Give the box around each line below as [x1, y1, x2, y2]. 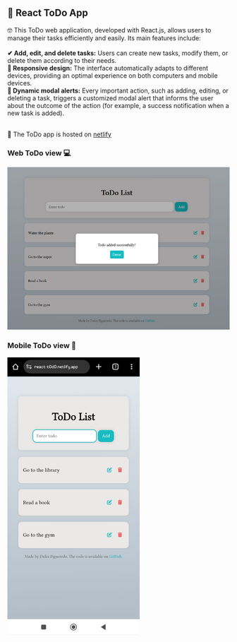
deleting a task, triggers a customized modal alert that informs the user [7, 93, 214, 102]
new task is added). [7, 109, 65, 117]
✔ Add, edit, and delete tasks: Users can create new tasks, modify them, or [7, 49, 229, 57]
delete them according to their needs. [7, 56, 117, 64]
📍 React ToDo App [7, 7, 88, 19]
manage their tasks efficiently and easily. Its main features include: [7, 33, 201, 42]
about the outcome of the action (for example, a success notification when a [7, 101, 229, 109]
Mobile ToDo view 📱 [7, 340, 76, 350]
